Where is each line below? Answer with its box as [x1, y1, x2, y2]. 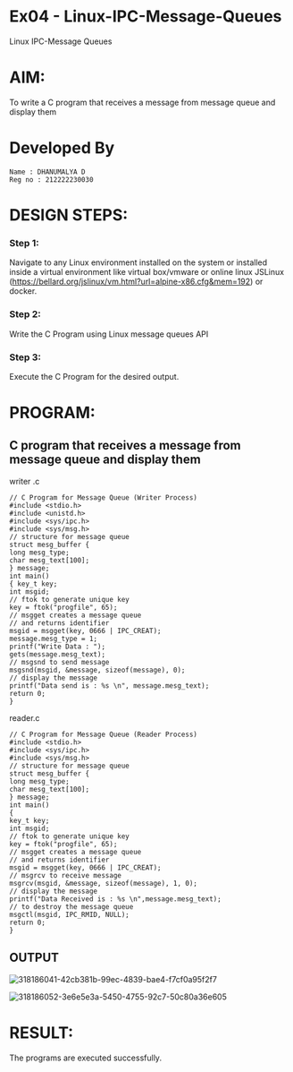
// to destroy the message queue [9, 902, 134, 911]
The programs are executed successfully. [9, 1052, 163, 1063]
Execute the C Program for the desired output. [9, 371, 180, 382]
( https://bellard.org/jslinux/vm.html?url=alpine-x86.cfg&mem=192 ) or [9, 276, 264, 287]
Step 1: [9, 236, 39, 249]
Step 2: [9, 308, 42, 321]
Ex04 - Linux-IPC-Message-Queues [9, 6, 282, 27]
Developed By [9, 138, 115, 159]
